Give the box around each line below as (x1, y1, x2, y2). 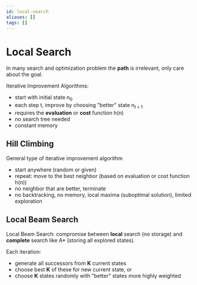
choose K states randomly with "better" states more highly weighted (14, 272, 182, 279)
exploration (14, 197, 42, 205)
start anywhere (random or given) (14, 166, 97, 173)
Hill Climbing (6, 139, 54, 149)
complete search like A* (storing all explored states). (6, 237, 136, 244)
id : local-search (6, 8, 49, 15)
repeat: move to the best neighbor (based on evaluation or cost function (14, 172, 190, 179)
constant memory (14, 122, 58, 129)
